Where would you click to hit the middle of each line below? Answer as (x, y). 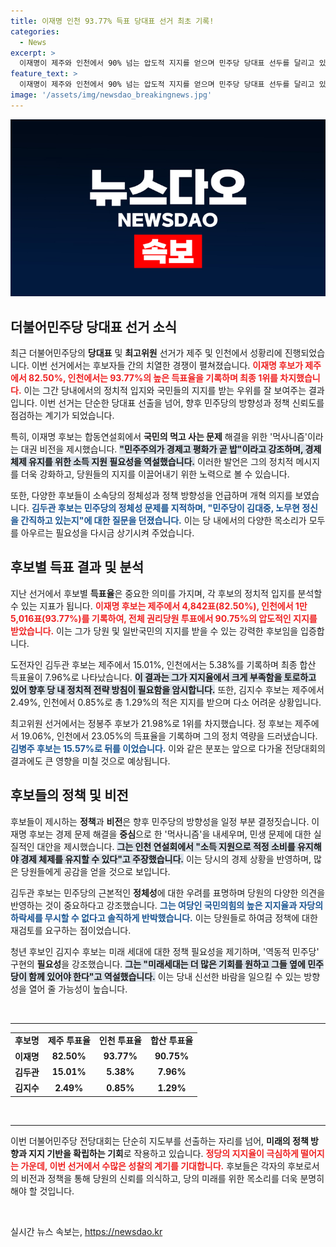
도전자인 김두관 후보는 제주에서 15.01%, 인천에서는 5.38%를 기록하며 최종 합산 (163, 664)
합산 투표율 (171, 1041)
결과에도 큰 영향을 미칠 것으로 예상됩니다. (90, 761)
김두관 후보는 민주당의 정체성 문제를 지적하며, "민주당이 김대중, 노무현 (165, 508)
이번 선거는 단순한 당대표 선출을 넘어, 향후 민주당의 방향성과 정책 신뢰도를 (182, 403)
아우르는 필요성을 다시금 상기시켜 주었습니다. (107, 533)
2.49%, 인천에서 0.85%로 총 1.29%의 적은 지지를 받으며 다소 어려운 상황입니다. (166, 702)
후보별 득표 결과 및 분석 (77, 567)
